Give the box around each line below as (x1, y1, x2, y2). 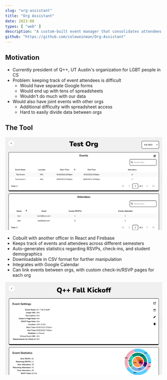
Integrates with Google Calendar (12, 261, 79, 267)
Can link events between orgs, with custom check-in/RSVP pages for (12, 267, 155, 273)
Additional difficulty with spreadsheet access (19, 104, 113, 110)
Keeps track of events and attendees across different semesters (12, 240, 145, 246)
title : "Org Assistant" (5, 13, 55, 18)
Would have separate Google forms (19, 82, 93, 88)
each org (12, 272, 31, 278)
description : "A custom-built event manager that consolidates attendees (5, 29, 162, 34)
